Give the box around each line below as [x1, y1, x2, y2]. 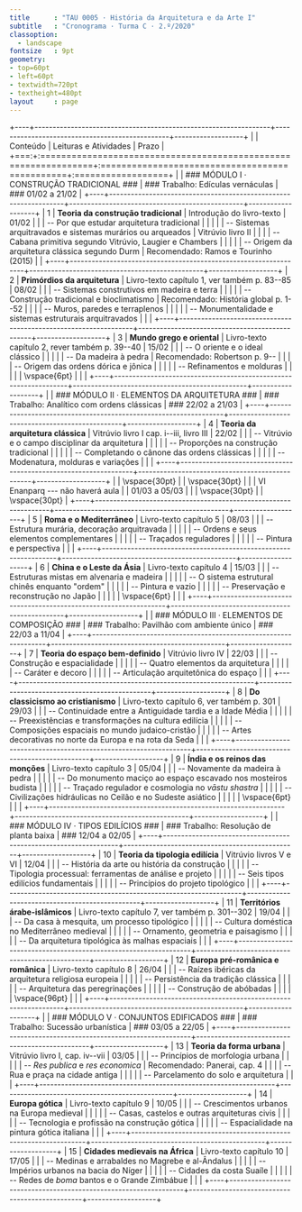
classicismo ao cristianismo [9, 696, 116, 707]
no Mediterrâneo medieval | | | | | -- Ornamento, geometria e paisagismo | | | [9, 925, 293, 937]
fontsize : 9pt [9, 47, 75, 56]
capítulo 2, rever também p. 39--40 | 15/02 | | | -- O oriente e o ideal [9, 342, 263, 352]
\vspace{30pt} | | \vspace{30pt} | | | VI [122, 476, 266, 487]
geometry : [9, 55, 47, 64]
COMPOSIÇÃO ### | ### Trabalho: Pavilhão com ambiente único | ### [9, 619, 274, 631]
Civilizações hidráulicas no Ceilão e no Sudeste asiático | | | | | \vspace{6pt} [9, 792, 291, 803]
